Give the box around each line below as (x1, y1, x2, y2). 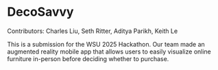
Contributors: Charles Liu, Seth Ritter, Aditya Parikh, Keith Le (7, 27, 178, 35)
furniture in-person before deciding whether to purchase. (7, 54, 169, 62)
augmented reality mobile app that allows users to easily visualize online (7, 47, 211, 56)
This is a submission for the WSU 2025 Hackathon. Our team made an (7, 40, 206, 48)
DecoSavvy (7, 4, 74, 20)
